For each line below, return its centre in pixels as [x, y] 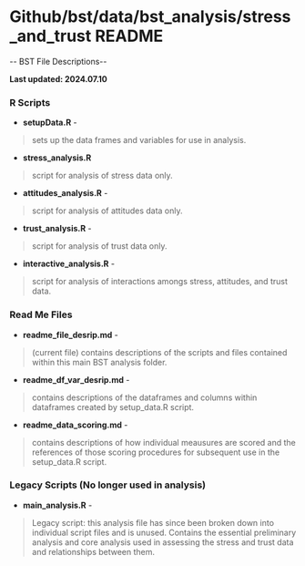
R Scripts [30, 102]
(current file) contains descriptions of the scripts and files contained [159, 352]
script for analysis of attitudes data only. [107, 211]
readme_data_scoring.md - [75, 425]
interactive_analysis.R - [69, 264]
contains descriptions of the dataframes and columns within [144, 397]
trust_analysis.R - [57, 229]
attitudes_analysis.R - [65, 193]
